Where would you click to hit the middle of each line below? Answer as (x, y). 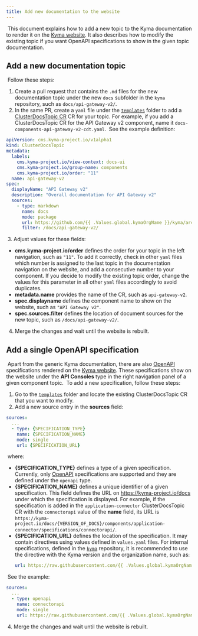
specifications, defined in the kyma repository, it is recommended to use (101, 549)
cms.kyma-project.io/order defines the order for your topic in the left (100, 251)
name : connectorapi (41, 604)
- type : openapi (31, 599)
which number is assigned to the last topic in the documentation (93, 263)
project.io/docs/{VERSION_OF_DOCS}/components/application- (90, 524)
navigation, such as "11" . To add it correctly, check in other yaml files (98, 257)
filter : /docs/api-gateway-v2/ (60, 228)
